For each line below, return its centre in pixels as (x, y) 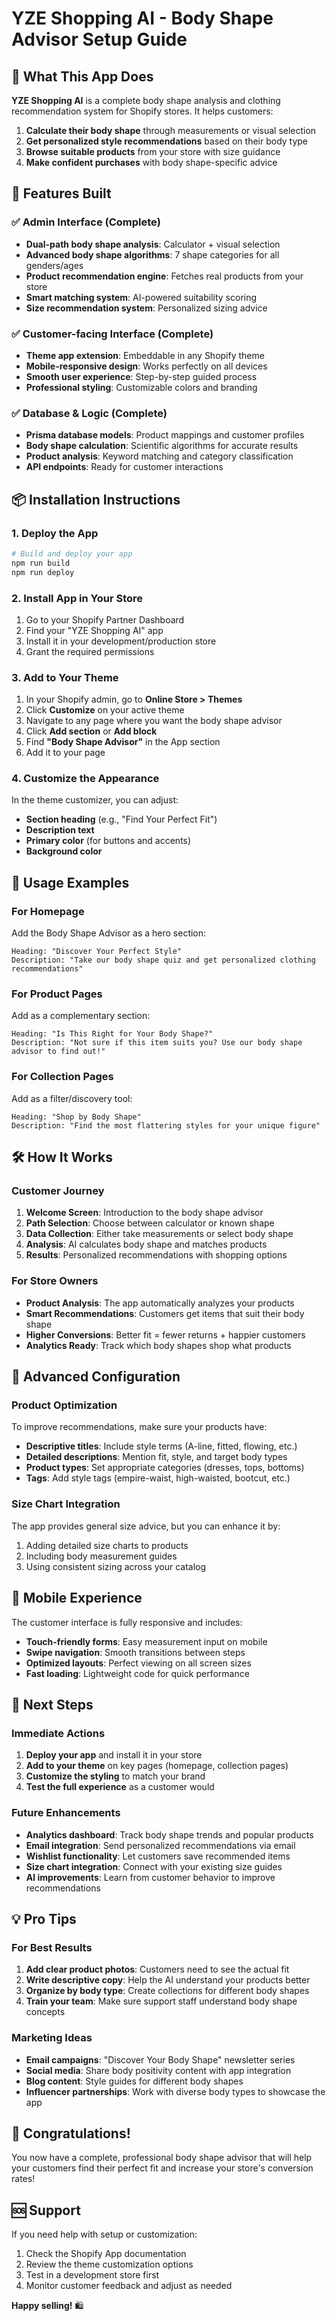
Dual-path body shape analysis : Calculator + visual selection (153, 244)
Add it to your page (65, 753)
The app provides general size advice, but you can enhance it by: (146, 1526)
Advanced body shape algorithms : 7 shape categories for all (152, 254)
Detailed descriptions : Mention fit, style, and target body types (156, 1457)
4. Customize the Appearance (85, 779)
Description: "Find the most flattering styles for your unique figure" (166, 1125)
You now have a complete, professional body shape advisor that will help (162, 2158)
